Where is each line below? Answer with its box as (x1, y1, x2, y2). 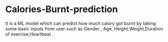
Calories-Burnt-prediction (5, 4, 118, 15)
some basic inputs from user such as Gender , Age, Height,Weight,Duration (5, 25, 163, 31)
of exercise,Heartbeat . (5, 31, 53, 37)
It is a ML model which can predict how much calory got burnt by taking (5, 20, 156, 26)
